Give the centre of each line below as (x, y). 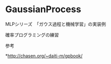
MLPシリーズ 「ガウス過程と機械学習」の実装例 (55, 24)
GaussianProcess (43, 9)
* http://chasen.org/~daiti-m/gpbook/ (44, 56)
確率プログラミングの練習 (32, 35)
